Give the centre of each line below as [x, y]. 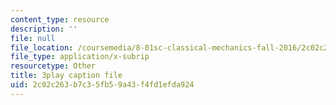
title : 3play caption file [66, 76]
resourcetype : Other [53, 66]
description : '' [44, 29]
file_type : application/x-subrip [80, 57]
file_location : [42, 47]
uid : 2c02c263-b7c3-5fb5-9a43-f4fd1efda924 [102, 85]
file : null [33, 38]
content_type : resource [60, 19]
